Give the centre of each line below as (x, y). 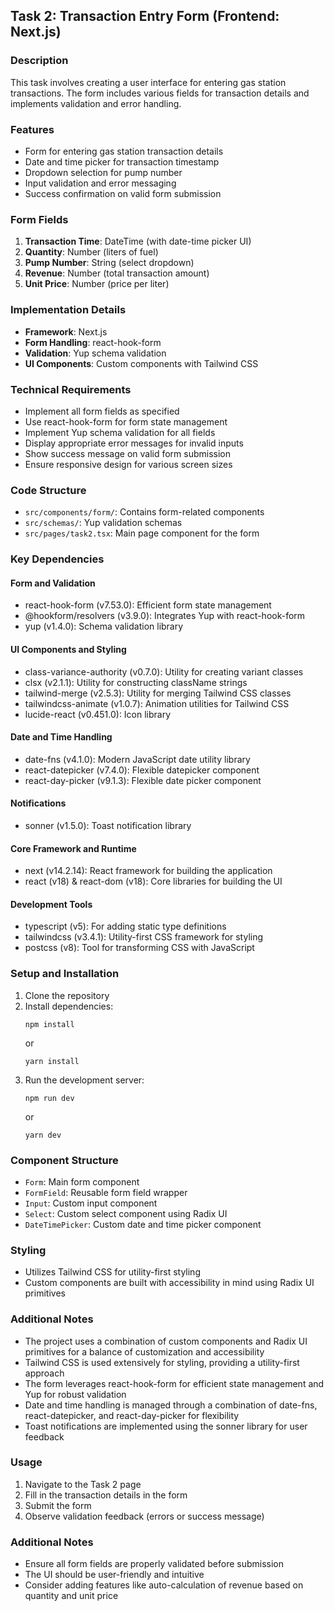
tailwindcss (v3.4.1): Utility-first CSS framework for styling (144, 937)
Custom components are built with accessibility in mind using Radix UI (169, 1283)
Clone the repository (67, 995)
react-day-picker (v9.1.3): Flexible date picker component (143, 780)
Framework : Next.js (66, 331)
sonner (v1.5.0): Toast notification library (108, 825)
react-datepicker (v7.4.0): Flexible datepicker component (142, 770)
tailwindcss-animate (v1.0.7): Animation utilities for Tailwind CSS (157, 703)
